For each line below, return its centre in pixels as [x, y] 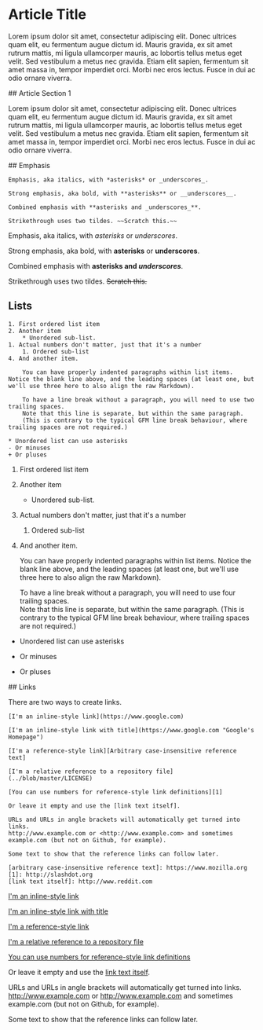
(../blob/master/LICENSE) [50, 778]
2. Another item [35, 331]
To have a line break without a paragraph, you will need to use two [139, 400]
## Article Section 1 [40, 93]
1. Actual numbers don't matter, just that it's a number [105, 345]
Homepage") [26, 737]
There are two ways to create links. [65, 702]
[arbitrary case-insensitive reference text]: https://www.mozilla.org [128, 867]
